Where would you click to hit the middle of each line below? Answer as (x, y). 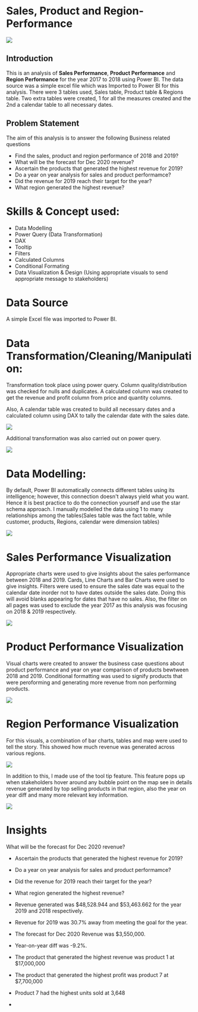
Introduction (30, 59)
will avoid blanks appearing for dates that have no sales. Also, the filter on (97, 599)
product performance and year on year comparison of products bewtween (98, 670)
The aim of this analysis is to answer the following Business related (88, 138)
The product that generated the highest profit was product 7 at (92, 975)
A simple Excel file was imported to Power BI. (62, 319)
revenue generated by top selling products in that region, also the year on (96, 789)
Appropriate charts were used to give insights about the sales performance (98, 574)
